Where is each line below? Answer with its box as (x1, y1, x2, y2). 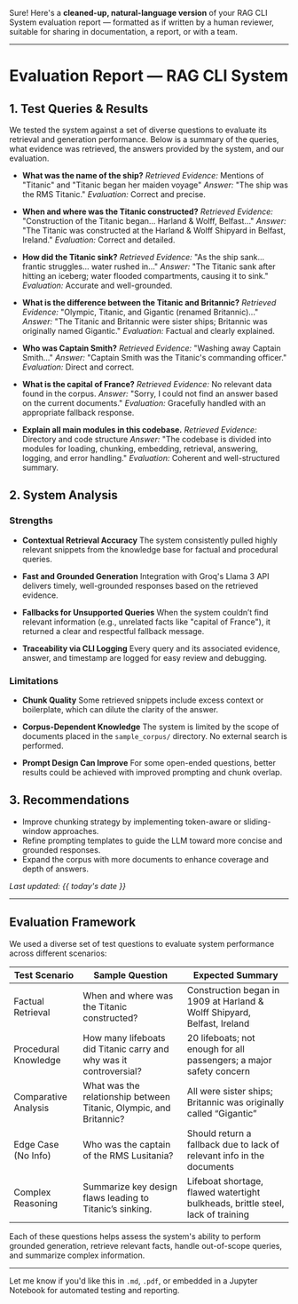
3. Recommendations (9, 792, 130, 807)
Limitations (9, 674, 59, 687)
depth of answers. (21, 863, 89, 874)
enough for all (186, 1043, 246, 1055)
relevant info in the (186, 1149, 265, 1162)
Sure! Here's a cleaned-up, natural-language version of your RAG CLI (9, 8, 268, 18)
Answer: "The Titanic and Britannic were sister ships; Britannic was (21, 316, 268, 327)
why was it (82, 1054, 128, 1066)
